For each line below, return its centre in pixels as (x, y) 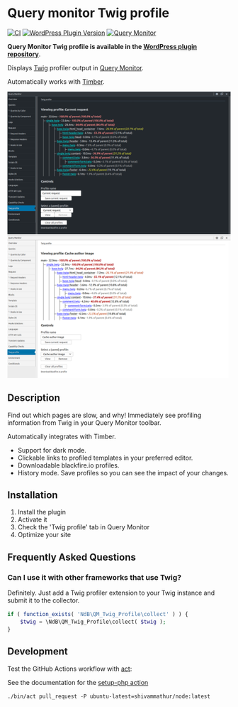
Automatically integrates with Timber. (62, 436)
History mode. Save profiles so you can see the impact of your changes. (123, 473)
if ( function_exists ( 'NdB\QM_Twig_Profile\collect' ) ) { (98, 615)
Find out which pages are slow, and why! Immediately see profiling (104, 415)
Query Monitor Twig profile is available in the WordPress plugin (102, 46)
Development (38, 652)
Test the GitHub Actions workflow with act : (70, 669)
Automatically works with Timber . (56, 81)
